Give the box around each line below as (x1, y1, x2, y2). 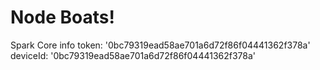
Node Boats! (10, 6, 115, 29)
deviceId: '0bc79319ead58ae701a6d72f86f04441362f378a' (10, 49, 257, 61)
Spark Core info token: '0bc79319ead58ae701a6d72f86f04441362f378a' (10, 39, 311, 51)
